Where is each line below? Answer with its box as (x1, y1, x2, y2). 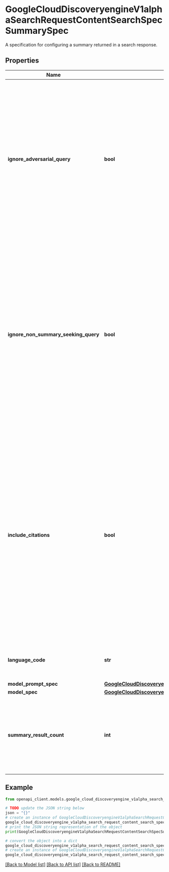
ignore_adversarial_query (8, 155, 71, 162)
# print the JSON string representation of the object (5, 824, 123, 830)
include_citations (8, 531, 50, 538)
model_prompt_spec (8, 680, 58, 687)
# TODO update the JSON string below (5, 806, 84, 811)
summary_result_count (8, 731, 64, 738)
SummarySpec (5, 25, 69, 36)
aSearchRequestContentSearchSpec (5, 14, 162, 26)
